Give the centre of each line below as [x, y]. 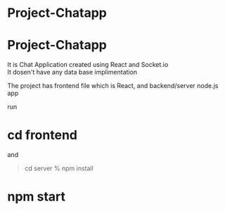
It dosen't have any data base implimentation [72, 72]
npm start [36, 197]
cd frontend [42, 135]
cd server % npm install [59, 168]
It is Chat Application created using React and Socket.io [88, 65]
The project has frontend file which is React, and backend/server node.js [113, 86]
